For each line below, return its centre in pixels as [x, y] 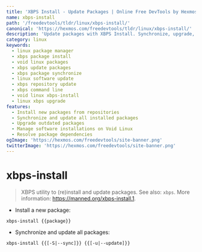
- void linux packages [40, 62]
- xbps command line [37, 90]
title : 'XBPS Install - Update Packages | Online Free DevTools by [93, 12]
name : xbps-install [31, 17]
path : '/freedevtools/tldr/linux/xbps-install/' [68, 23]
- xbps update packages [41, 67]
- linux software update [43, 79]
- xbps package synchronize [47, 73]
